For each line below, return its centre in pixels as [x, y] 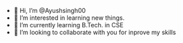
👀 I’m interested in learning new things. [69, 18]
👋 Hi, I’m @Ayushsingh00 [50, 11]
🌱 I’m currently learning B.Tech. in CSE [69, 25]
